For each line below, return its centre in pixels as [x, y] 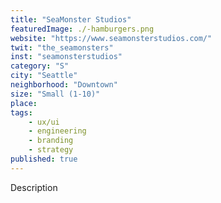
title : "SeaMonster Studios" [71, 19]
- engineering [57, 131]
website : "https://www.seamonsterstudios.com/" [111, 38]
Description [34, 187]
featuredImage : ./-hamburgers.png [82, 29]
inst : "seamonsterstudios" [66, 57]
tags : [21, 112]
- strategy [51, 150]
